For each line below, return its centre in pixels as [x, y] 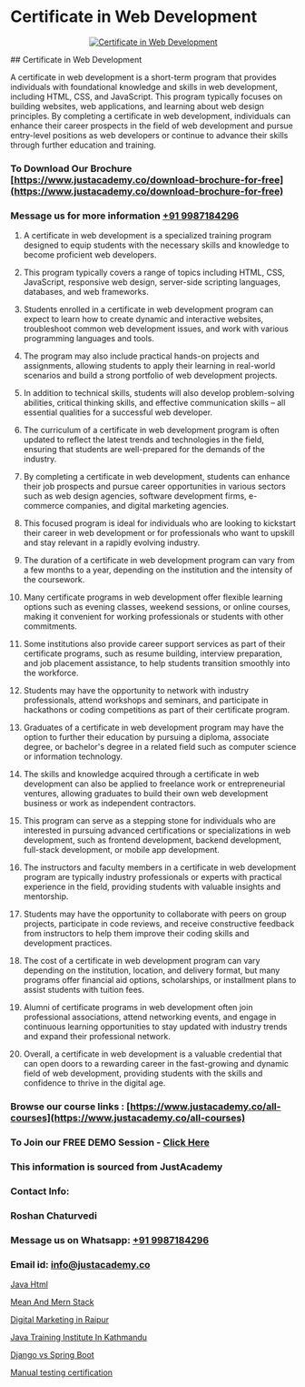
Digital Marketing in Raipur [60, 1319]
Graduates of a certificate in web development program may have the [153, 728]
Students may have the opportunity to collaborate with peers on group [155, 914]
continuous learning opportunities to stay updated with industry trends [155, 1027]
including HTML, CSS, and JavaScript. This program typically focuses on [147, 96]
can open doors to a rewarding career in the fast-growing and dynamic [156, 1064]
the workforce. [51, 673]
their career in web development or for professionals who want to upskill [159, 533]
